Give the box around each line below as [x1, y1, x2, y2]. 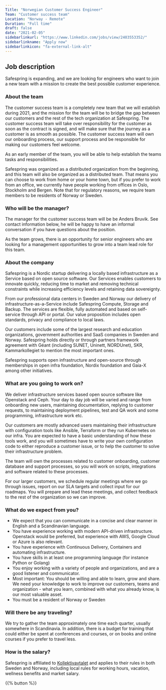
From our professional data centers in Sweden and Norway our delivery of [5, 296, 157, 302]
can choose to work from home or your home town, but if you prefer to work [5, 177, 161, 183]
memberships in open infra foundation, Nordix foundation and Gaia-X [5, 363, 147, 369]
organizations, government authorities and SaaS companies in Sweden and [5, 332, 159, 338]
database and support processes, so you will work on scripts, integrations [5, 463, 156, 469]
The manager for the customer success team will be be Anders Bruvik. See [5, 216, 159, 222]
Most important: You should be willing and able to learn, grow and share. [12, 575, 161, 581]
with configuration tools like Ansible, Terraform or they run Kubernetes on [5, 427, 156, 433]
